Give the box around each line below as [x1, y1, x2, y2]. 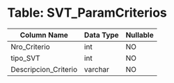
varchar [84, 64, 110, 74]
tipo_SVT [10, 53, 40, 63]
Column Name [19, 30, 68, 40]
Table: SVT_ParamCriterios [7, 5, 167, 21]
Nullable [125, 30, 155, 40]
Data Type [84, 30, 120, 40]
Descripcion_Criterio [10, 64, 78, 74]
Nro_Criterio [10, 42, 50, 52]
